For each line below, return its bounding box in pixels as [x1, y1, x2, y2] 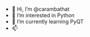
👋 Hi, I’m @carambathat [11, 6, 70, 12]
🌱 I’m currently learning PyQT [11, 18, 84, 25]
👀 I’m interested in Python [11, 12, 75, 19]
